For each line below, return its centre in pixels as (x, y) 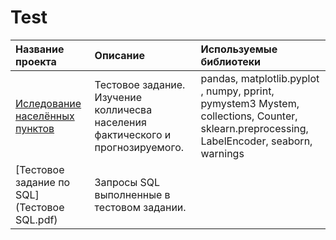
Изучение (118, 97)
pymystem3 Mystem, (250, 103)
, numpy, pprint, (237, 91)
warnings (222, 153)
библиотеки (230, 61)
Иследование (48, 103)
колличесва (123, 109)
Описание (119, 55)
